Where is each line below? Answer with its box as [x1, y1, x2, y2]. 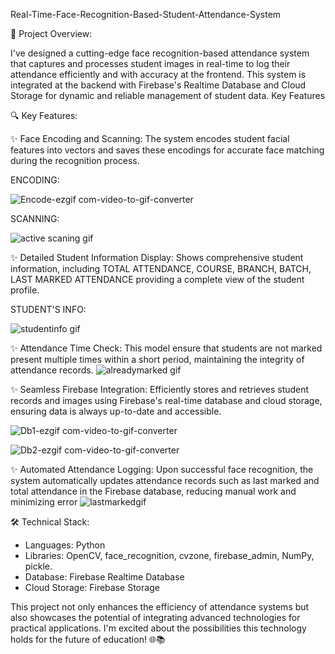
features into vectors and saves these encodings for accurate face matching [10, 144, 325, 156]
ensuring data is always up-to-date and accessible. [10, 405, 222, 417]
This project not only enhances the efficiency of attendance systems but [10, 601, 310, 613]
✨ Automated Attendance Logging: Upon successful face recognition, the [10, 464, 314, 475]
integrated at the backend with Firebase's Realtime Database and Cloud [10, 79, 307, 91]
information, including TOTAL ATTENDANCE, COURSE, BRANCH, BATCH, [10, 263, 312, 274]
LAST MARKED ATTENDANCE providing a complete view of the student [10, 274, 305, 285]
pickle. [24, 560, 53, 572]
